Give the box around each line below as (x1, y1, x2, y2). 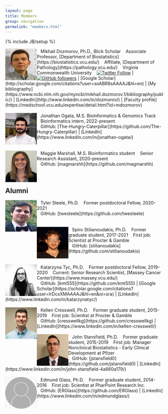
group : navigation (5, 19, 44, 24)
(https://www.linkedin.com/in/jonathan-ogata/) (37, 134, 134, 140)
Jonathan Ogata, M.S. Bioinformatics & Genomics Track (40, 113, 156, 119)
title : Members (5, 13, 37, 19)
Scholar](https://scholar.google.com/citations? (37, 286, 134, 292)
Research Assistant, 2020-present (37, 156, 108, 162)
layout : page (5, 8, 33, 13)
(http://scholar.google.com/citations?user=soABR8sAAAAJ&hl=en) (5, 81, 144, 87)
